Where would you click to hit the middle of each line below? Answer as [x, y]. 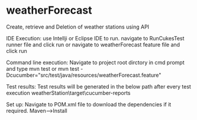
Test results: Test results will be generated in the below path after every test [98, 86]
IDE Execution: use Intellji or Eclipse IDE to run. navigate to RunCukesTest [95, 38]
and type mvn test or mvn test [43, 68]
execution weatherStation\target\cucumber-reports [69, 93]
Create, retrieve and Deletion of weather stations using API [78, 27]
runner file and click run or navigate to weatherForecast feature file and [93, 45]
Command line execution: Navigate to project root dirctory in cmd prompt [95, 62]
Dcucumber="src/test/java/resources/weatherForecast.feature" [84, 75]
